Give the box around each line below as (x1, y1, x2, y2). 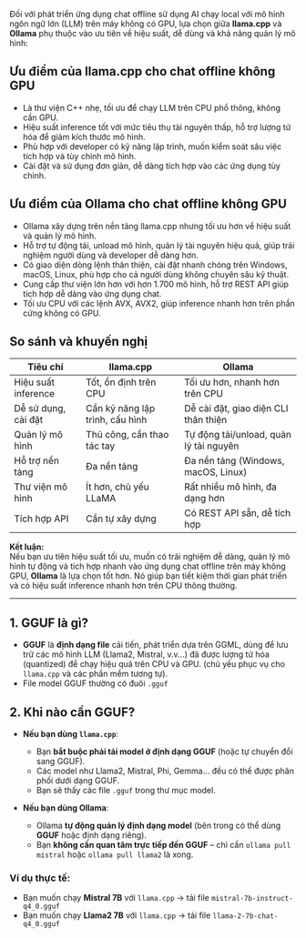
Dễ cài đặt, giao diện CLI (184, 402, 289, 415)
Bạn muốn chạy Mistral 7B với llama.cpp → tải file (22, 893, 209, 903)
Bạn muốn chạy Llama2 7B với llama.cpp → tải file (22, 910, 211, 921)
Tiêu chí (26, 360, 64, 373)
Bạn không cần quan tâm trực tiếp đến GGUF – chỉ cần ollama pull (36, 840, 291, 851)
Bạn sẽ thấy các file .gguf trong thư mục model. (36, 785, 216, 796)
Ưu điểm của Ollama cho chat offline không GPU (9, 197, 287, 212)
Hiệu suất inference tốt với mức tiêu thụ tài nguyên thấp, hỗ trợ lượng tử (22, 121, 291, 132)
